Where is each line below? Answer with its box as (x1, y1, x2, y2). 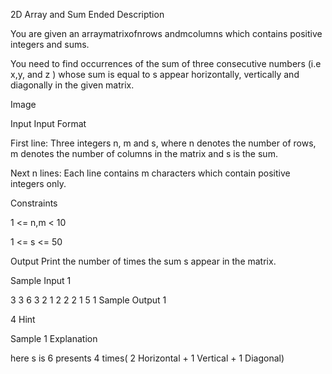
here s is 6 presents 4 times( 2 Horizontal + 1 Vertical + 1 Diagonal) (10, 352, 285, 364)
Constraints (10, 197, 58, 209)
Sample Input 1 (10, 275, 72, 286)
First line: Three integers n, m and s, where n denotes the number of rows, (10, 137, 317, 149)
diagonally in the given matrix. (10, 79, 135, 91)
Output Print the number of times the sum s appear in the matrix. (10, 255, 277, 267)
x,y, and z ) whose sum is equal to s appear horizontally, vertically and (10, 69, 300, 80)
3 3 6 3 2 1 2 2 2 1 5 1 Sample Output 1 (10, 294, 167, 306)
